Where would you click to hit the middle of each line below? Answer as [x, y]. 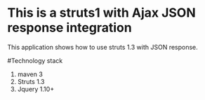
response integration [70, 28]
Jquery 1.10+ [36, 89]
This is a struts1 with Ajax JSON [102, 13]
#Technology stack [35, 60]
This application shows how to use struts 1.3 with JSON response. [102, 47]
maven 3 [30, 74]
